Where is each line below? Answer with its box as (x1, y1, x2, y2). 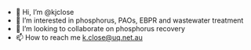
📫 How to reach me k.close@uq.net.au (15, 33, 143, 42)
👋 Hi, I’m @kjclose (15, 8, 75, 16)
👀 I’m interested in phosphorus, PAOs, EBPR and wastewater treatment (15, 16, 244, 25)
